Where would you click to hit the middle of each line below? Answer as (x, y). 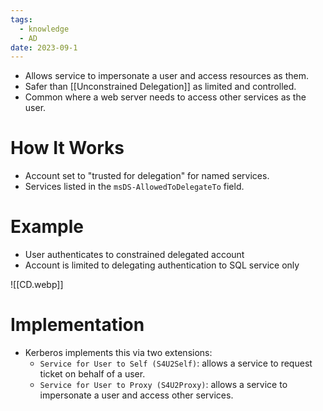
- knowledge (44, 29)
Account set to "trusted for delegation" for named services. (147, 176)
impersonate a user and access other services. (136, 395)
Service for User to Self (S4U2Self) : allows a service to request (176, 363)
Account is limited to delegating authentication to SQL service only (162, 265)
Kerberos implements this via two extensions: (118, 353)
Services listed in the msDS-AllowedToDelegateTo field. (134, 187)
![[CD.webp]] (37, 285)
